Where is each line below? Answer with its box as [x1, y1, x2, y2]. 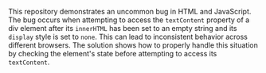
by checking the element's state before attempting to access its [8, 49, 217, 58]
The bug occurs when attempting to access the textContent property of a [8, 15, 250, 25]
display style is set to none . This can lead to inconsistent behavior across [8, 32, 248, 41]
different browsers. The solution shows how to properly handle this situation [8, 40, 259, 50]
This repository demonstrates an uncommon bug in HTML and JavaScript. [8, 7, 252, 16]
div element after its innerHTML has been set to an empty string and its [8, 24, 237, 33]
